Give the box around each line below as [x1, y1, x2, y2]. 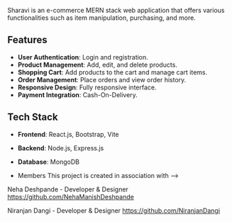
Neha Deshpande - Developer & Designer [7, 184, 129, 194]
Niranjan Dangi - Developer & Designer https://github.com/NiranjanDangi [7, 206, 221, 215]
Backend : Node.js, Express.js [17, 143, 104, 152]
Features [7, 34, 48, 46]
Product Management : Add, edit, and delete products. [17, 60, 177, 69]
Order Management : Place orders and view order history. [17, 75, 187, 84]
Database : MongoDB [17, 157, 80, 166]
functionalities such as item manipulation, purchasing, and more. [7, 13, 197, 22]
